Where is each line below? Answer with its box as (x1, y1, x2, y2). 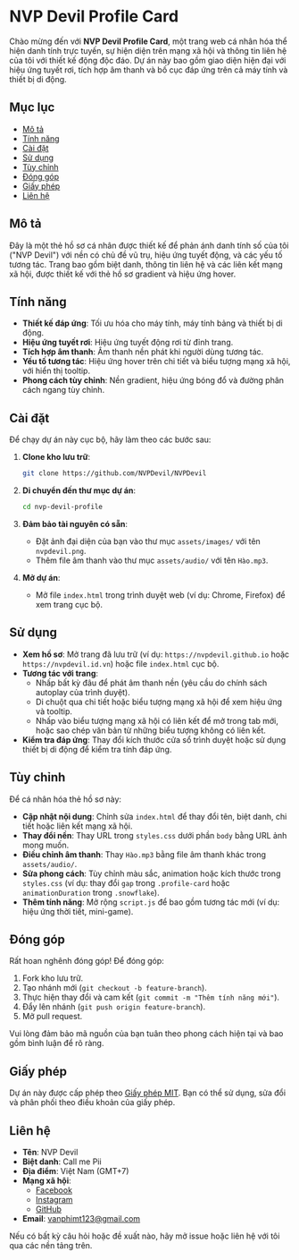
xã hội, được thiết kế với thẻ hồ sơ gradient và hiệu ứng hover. (9, 268, 237, 279)
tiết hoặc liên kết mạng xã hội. (21, 821, 133, 831)
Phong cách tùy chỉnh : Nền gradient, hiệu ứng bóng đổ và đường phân (21, 375, 284, 386)
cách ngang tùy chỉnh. (21, 385, 105, 396)
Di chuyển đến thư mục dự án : (21, 485, 137, 496)
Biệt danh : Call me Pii (21, 1156, 102, 1167)
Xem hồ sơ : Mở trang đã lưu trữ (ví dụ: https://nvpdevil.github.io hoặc (21, 649, 290, 660)
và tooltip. (35, 705, 73, 717)
